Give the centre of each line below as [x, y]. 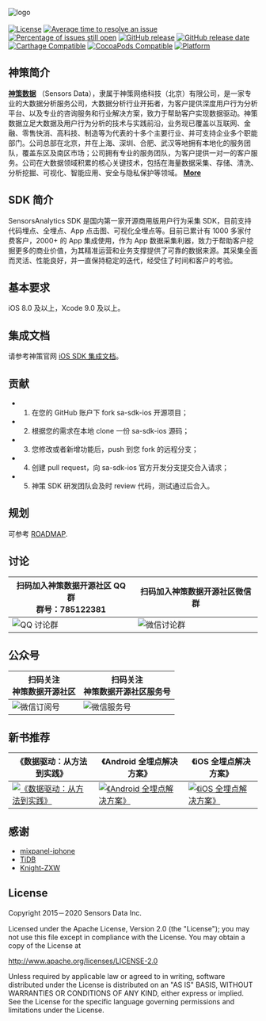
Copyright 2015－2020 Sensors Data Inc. [75, 912]
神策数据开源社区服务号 [127, 691]
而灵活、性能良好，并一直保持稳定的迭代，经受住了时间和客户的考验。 [123, 260]
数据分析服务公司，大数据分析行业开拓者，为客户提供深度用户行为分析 [143, 103]
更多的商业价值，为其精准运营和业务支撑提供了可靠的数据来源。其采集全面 [136, 250]
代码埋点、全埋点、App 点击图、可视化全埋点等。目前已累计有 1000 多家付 [130, 231]
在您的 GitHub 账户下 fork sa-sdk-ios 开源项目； [110, 413]
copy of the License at [45, 945]
